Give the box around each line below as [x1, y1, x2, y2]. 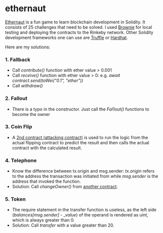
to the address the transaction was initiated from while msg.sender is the [12, 174, 158, 179]
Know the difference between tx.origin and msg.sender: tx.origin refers [12, 168, 155, 174]
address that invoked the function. [12, 178, 81, 184]
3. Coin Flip [5, 123, 33, 130]
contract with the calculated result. [12, 145, 82, 151]
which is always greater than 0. [12, 217, 75, 223]
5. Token [5, 196, 26, 203]
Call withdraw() [12, 83, 43, 89]
